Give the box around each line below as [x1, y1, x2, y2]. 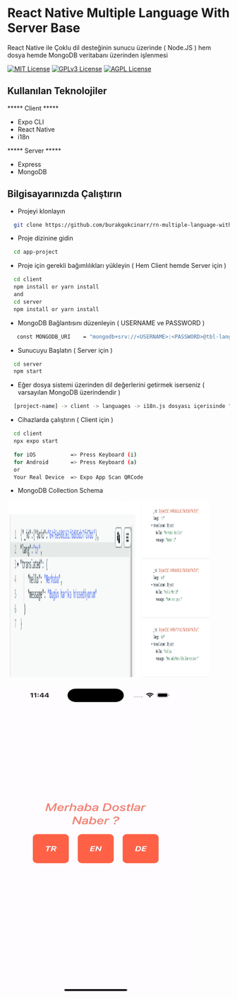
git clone [13, 221, 42, 228]
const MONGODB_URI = [16, 333, 87, 340]
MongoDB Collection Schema [17, 486, 104, 495]
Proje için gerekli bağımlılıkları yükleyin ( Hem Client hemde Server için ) [17, 262, 227, 270]
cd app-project [13, 249, 59, 256]
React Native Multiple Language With [7, 5, 230, 21]
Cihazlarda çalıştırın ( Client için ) [17, 416, 114, 424]
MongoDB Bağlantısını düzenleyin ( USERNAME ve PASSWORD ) [17, 318, 205, 327]
